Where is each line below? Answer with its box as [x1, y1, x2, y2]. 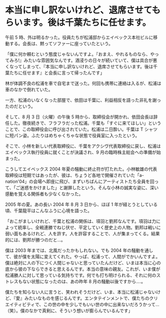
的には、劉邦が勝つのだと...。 [5, 237, 66, 242]
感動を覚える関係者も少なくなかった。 [5, 191, 83, 197]
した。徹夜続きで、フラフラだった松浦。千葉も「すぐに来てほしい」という [9, 120, 162, 126]
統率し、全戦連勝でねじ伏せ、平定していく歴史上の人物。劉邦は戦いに [17, 224, 161, 230]
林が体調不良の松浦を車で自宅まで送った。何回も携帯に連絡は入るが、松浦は [5, 80, 162, 86]
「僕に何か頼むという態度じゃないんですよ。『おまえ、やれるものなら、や [5, 51, 155, 57]
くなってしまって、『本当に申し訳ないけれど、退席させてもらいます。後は [5, 63, 154, 70]
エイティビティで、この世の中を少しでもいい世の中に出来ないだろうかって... [5, 301, 160, 307]
